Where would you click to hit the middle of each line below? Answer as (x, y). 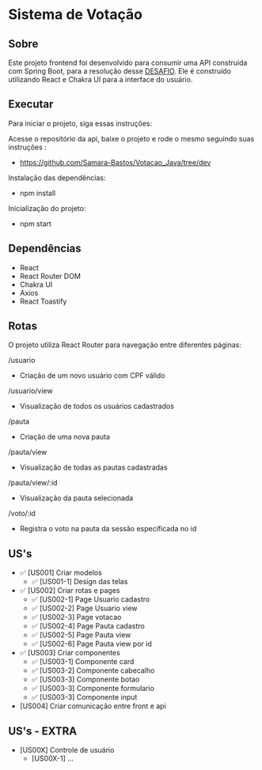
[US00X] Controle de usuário (67, 750)
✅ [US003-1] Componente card (83, 662)
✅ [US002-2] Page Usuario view (84, 608)
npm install (38, 193)
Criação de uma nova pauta (65, 437)
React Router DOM (50, 276)
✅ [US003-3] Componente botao (85, 679)
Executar (31, 104)
